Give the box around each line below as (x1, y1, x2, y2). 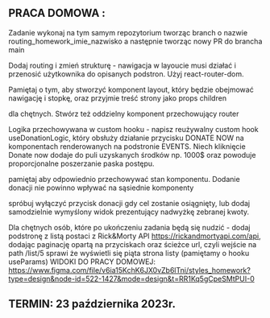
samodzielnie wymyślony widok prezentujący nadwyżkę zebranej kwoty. (8, 207, 250, 217)
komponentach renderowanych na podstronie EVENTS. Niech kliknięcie (8, 141, 246, 151)
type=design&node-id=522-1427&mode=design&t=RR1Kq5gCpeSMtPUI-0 (8, 274, 255, 283)
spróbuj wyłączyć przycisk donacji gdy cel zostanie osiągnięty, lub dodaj (8, 198, 251, 208)
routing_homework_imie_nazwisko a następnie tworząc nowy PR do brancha (8, 36, 263, 46)
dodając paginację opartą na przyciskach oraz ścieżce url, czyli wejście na (8, 239, 257, 249)
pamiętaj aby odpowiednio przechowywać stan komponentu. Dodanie (8, 174, 240, 184)
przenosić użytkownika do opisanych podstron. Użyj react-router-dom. (8, 68, 244, 79)
